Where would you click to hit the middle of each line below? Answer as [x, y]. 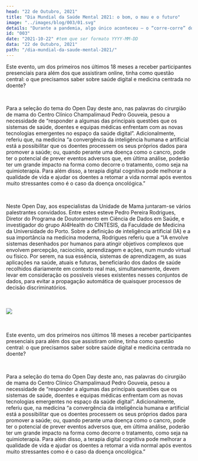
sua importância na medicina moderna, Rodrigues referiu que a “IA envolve [97, 237]
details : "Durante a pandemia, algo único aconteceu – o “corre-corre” [96, 28]
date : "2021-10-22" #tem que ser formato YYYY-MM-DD [72, 39]
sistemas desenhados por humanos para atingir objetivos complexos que [95, 243]
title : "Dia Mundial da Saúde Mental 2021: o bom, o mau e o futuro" [93, 17]
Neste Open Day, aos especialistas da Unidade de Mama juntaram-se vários [99, 206]
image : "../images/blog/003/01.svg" [51, 22]
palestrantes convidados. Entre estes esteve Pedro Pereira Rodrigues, [91, 212]
